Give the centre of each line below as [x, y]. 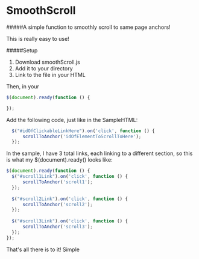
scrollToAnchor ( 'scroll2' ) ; [58, 204]
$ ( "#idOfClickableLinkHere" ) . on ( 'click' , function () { [83, 131]
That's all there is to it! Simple [43, 249]
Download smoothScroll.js [47, 62]
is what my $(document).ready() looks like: [59, 160]
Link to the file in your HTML [50, 75]
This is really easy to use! [38, 38]
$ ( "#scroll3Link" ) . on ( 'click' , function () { [70, 221]
